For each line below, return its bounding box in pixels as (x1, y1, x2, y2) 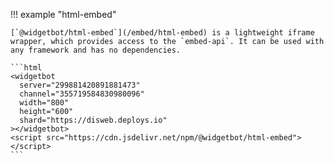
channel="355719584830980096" (19, 89, 145, 99)
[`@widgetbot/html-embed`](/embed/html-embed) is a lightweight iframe (10, 28, 315, 38)
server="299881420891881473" (19, 80, 141, 90)
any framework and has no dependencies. (10, 45, 182, 55)
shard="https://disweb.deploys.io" (19, 115, 168, 125)
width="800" (19, 98, 70, 108)
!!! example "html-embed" (10, 9, 117, 20)
